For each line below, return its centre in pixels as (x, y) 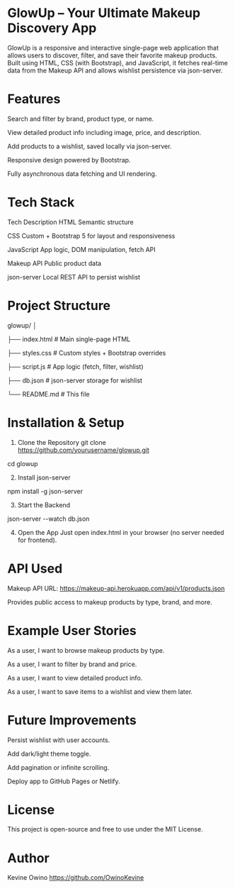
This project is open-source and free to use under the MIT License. (105, 829)
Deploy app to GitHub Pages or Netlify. (64, 781)
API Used (35, 568)
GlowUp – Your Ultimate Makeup (104, 13)
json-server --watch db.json (48, 519)
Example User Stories (72, 630)
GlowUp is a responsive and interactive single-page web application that (113, 48)
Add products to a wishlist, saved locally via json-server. (90, 146)
